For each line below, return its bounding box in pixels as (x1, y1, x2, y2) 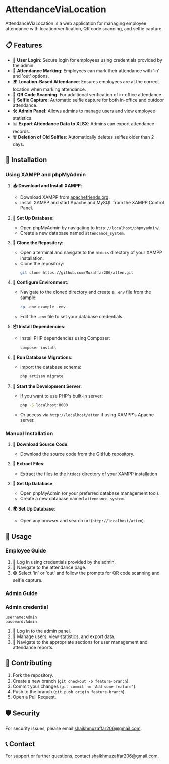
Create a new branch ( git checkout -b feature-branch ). (12, 677, 130, 684)
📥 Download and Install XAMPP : (12, 183, 82, 189)
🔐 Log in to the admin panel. (12, 628, 71, 634)
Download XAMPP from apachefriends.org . (20, 194, 110, 200)
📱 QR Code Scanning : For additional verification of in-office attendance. (12, 91, 163, 97)
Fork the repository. (12, 672, 54, 678)
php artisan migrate (20, 374, 64, 379)
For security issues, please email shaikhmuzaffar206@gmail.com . (5, 725, 142, 731)
